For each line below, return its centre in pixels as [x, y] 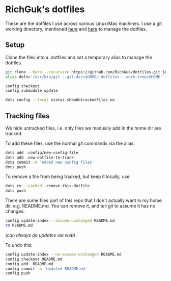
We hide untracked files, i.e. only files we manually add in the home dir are [83, 128]
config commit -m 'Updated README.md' [46, 269]
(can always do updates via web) [40, 235]
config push [18, 273]
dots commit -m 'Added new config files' [50, 162]
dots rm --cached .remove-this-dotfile [48, 186]
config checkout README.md [34, 259]
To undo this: [19, 245]
